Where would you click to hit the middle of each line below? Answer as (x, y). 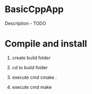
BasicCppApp (34, 9)
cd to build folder (30, 67)
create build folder (31, 58)
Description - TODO (26, 23)
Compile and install (46, 44)
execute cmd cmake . (34, 77)
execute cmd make (32, 87)
